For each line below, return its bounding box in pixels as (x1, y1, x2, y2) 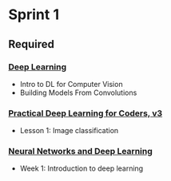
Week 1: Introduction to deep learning (19, 163, 144, 173)
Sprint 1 (8, 6, 60, 24)
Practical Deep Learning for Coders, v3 (8, 108, 163, 119)
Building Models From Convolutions (19, 88, 137, 97)
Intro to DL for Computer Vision (19, 79, 123, 89)
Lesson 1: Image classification (19, 126, 119, 136)
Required (8, 37, 54, 51)
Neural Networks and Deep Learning (8, 146, 153, 157)
